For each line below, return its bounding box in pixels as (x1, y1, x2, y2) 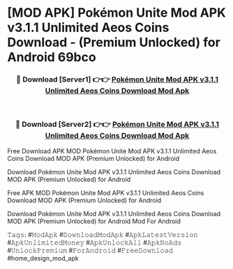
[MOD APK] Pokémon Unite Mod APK (7, 5, 227, 21)
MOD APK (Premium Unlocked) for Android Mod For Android (7, 217, 181, 225)
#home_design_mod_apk (7, 254, 79, 262)
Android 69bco (7, 49, 96, 66)
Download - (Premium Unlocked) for (7, 35, 221, 50)
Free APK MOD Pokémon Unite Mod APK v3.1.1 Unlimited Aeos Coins (7, 188, 204, 197)
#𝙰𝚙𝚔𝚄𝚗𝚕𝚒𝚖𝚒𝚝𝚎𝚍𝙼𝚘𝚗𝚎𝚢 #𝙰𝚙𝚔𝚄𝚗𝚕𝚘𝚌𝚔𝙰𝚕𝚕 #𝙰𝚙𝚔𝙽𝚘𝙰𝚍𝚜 (7, 238, 182, 247)
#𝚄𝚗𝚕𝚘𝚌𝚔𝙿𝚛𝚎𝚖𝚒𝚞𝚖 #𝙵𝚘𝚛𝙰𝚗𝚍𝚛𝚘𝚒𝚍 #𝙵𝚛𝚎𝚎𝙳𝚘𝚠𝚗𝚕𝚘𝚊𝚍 (7, 246, 173, 254)
